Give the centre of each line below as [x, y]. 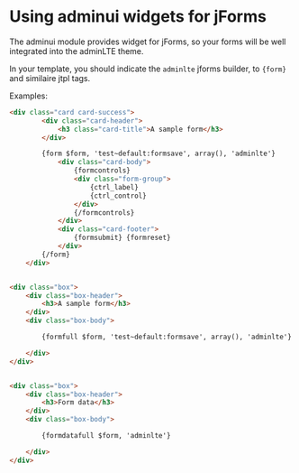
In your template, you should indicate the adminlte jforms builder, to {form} [148, 69]
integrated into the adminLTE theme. [77, 51]
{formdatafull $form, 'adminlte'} [106, 436]
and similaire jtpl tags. [50, 78]
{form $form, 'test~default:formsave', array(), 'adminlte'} [159, 154]
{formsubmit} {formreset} [122, 238]
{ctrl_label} [114, 187]
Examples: [28, 96]
